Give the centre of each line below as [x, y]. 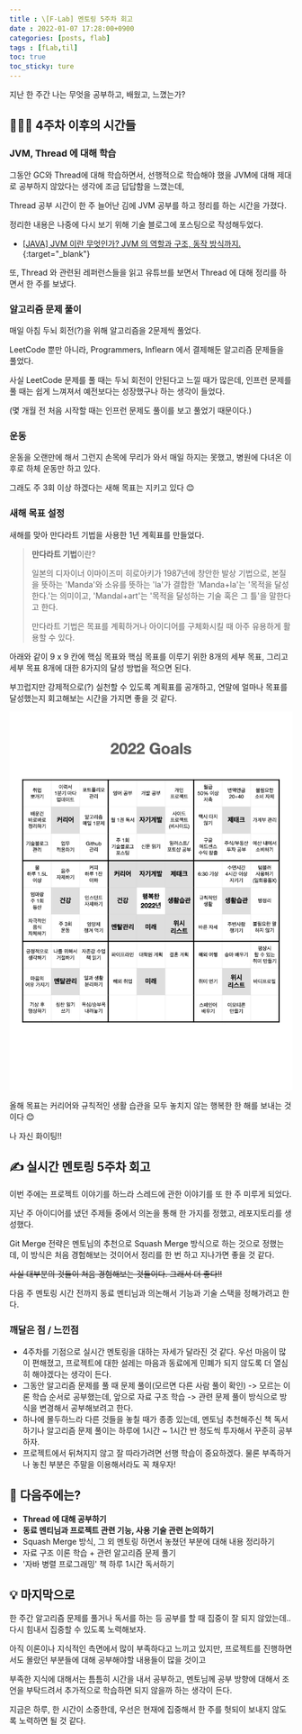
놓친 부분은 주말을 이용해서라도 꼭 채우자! [104, 1464]
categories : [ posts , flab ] [60, 38]
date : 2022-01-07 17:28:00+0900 [72, 28]
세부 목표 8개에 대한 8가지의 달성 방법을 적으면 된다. [100, 668]
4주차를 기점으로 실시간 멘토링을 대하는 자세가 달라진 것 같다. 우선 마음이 [149, 1351]
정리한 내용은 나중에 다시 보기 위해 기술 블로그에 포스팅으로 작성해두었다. [136, 224]
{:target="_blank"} [56, 253]
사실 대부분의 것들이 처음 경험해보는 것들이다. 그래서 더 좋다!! [116, 1274]
